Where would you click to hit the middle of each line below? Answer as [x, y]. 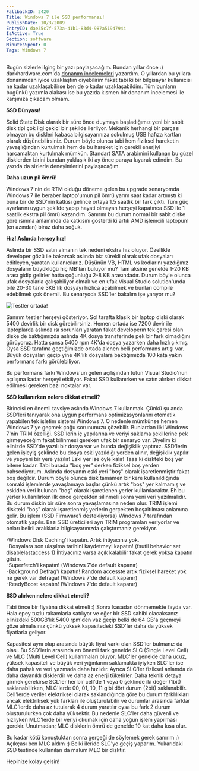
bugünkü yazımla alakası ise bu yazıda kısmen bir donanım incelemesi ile [95, 92]
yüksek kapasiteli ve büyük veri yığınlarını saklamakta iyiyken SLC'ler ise [95, 662]
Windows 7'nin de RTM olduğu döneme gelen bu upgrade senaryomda [93, 189]
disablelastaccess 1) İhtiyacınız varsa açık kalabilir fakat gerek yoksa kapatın [99, 552]
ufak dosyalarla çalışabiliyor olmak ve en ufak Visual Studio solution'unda [96, 281]
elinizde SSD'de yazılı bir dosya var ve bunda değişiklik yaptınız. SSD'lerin [97, 446]
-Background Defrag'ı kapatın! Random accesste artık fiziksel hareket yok [96, 571]
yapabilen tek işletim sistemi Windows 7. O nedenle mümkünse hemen [92, 421]
